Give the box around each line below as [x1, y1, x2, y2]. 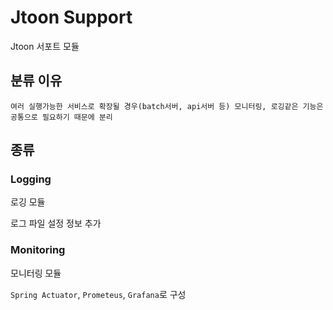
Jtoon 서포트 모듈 [10, 40, 80, 52]
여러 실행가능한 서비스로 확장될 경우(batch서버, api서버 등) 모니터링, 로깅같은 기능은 [10, 101, 324, 111]
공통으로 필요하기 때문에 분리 [10, 112, 113, 122]
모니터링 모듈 [10, 267, 62, 279]
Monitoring [10, 243, 66, 257]
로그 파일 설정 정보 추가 [10, 217, 102, 230]
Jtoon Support [10, 6, 133, 29]
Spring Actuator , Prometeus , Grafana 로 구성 [10, 288, 187, 300]
